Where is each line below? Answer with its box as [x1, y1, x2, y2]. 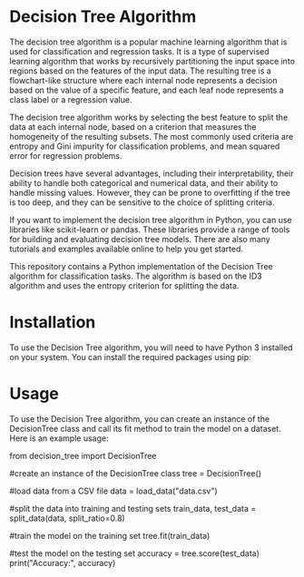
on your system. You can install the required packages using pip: [9, 351, 251, 362]
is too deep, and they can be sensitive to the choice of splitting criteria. [9, 197, 275, 208]
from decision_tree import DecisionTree [9, 450, 157, 461]
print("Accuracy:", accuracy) [9, 557, 116, 568]
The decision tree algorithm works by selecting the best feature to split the [9, 112, 289, 122]
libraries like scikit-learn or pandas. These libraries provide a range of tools [9, 224, 290, 235]
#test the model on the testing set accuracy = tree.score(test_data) [9, 547, 260, 559]
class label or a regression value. [9, 93, 132, 105]
